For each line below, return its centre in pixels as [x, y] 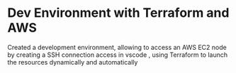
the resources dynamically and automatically [73, 62]
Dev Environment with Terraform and [118, 13]
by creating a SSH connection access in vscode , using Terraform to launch [118, 55]
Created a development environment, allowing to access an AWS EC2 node [117, 47]
